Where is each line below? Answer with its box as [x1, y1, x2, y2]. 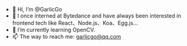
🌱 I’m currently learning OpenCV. [12, 26, 96, 33]
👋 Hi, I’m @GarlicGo [12, 6, 63, 13]
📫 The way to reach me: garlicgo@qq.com [12, 33, 121, 40]
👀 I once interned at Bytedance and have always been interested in [12, 12, 181, 19]
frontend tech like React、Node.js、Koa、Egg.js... [12, 19, 138, 27]
